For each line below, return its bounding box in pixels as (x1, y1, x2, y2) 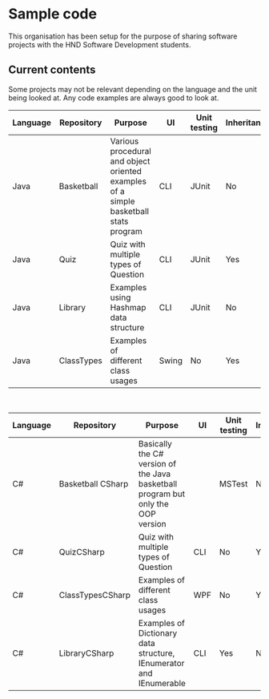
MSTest (219, 478, 248, 489)
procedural (110, 145, 152, 156)
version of (138, 458, 177, 469)
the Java (138, 468, 171, 479)
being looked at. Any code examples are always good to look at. (8, 93, 219, 103)
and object (110, 156, 151, 167)
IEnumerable (138, 677, 187, 689)
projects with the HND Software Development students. (8, 39, 191, 49)
